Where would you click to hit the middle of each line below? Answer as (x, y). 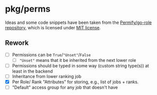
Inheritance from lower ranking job (47, 76)
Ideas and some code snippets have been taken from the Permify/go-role (78, 22)
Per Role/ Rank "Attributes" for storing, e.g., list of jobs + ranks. (75, 82)
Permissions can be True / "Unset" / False (51, 55)
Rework (17, 43)
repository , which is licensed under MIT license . (53, 27)
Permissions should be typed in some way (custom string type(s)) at (80, 66)
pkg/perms (28, 9)
